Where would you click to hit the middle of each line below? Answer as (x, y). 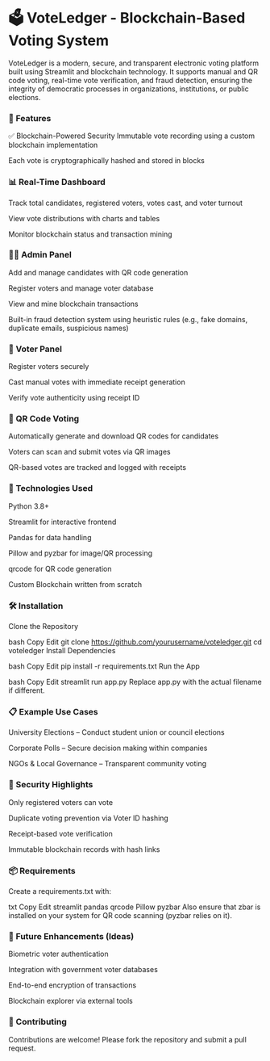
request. (22, 1048)
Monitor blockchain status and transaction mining (90, 234)
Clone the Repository (44, 627)
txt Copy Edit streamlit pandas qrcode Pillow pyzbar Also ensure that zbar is (135, 907)
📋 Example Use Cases (53, 711)
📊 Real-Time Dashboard (57, 182)
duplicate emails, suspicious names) (69, 328)
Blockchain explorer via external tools (71, 1001)
